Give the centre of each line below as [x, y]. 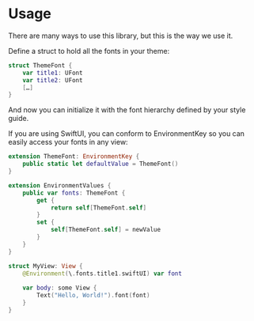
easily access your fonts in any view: [68, 142]
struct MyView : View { [45, 266]
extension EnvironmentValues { [60, 185]
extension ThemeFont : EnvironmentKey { [74, 157]
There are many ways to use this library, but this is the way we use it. [121, 36]
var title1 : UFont [53, 73]
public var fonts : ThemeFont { [74, 193]
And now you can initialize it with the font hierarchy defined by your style [127, 110]
